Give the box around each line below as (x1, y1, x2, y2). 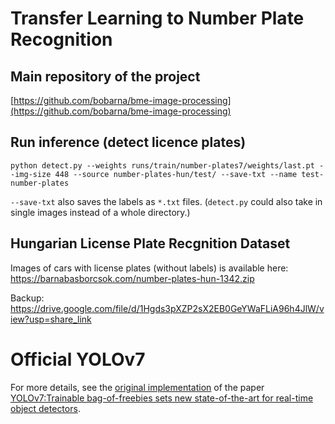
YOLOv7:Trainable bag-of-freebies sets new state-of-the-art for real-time (10, 392, 314, 404)
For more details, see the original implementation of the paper (10, 381, 265, 393)
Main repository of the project (10, 68, 201, 85)
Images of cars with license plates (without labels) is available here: (10, 262, 289, 274)
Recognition (10, 28, 113, 51)
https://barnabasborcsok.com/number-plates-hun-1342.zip (10, 272, 255, 284)
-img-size (10, 169, 52, 179)
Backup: (10, 292, 45, 304)
